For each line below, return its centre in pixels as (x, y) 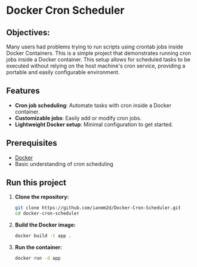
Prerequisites (32, 143)
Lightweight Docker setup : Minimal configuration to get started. (94, 124)
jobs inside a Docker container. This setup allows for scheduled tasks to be (98, 59)
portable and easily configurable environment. (63, 72)
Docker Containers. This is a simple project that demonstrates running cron (98, 53)
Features (23, 91)
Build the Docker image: (45, 225)
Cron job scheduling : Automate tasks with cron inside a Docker (93, 105)
